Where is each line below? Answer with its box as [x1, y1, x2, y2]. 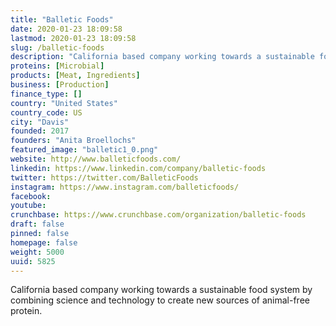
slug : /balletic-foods [10, 42, 105, 53]
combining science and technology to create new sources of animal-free [10, 294, 310, 306]
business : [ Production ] [10, 80, 110, 90]
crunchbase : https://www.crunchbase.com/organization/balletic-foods [10, 210, 307, 220]
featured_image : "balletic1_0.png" [10, 145, 159, 155]
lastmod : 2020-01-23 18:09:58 [10, 33, 137, 43]
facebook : [10, 191, 52, 201]
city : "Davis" [10, 117, 70, 127]
